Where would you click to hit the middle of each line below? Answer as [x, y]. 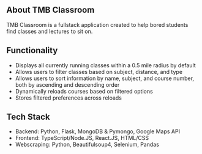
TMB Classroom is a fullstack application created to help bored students [97, 24]
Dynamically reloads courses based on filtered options [84, 91]
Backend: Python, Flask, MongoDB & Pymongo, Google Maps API [98, 131]
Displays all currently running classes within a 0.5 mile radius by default [105, 65]
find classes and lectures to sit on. [50, 31]
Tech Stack [28, 117]
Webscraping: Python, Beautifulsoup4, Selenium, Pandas [87, 145]
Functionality [32, 50]
